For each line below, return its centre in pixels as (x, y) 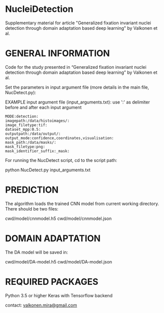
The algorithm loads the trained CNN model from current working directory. (82, 204)
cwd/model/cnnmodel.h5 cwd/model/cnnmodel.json (58, 218)
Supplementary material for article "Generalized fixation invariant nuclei (78, 23)
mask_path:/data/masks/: (31, 142)
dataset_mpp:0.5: (23, 129)
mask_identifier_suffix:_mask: (37, 151)
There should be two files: (32, 209)
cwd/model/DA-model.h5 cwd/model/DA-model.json (59, 261)
